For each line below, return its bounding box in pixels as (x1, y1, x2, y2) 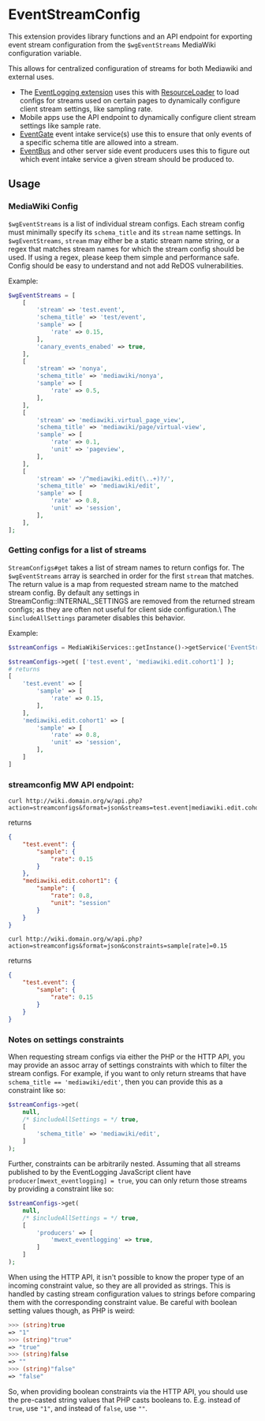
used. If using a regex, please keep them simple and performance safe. (8, 252, 240, 262)
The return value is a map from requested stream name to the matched (8, 579, 239, 589)
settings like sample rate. (19, 121, 101, 130)
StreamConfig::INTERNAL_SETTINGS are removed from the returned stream (8, 596, 256, 605)
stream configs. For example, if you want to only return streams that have (8, 1068, 247, 1078)
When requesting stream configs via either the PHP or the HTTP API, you (8, 1052, 245, 1061)
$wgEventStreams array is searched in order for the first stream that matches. (8, 570, 255, 581)
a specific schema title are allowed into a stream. (19, 137, 179, 147)
